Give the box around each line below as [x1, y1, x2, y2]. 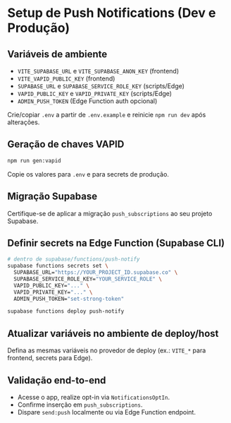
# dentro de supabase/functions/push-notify [7, 256, 140, 263]
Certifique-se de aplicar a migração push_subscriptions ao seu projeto [7, 209, 213, 218]
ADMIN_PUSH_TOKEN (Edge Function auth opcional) [17, 97, 158, 105]
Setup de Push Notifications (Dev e [7, 5, 216, 21]
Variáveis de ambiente [7, 48, 108, 60]
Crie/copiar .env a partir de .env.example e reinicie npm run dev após [7, 111, 206, 119]
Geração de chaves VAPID [7, 138, 125, 150]
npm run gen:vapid [7, 157, 61, 164]
